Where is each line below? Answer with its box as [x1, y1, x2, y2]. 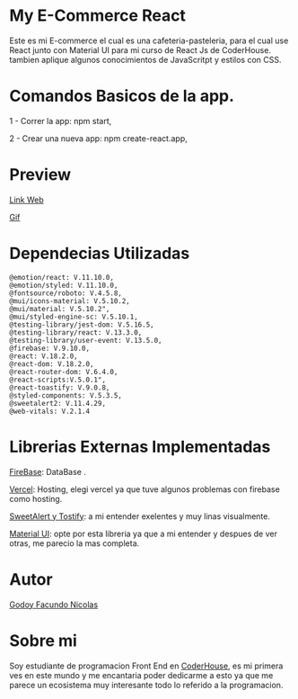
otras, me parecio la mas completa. [9, 537, 140, 549]
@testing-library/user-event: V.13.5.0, [9, 336, 163, 345]
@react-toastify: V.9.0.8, [9, 383, 110, 392]
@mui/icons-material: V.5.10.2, [9, 296, 130, 306]
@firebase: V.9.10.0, [9, 344, 91, 353]
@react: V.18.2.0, [9, 352, 78, 361]
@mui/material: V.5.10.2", [9, 304, 110, 313]
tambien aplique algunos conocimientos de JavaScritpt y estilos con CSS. [9, 54, 282, 65]
